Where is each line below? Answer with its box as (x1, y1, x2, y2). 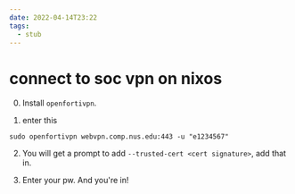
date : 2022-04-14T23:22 (9, 13, 98, 22)
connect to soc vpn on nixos (9, 68, 223, 89)
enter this (21, 115, 58, 126)
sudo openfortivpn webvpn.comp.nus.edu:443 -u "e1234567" (9, 132, 229, 141)
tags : (9, 21, 29, 30)
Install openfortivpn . (21, 97, 97, 108)
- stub (17, 30, 42, 38)
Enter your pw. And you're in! (21, 175, 129, 186)
